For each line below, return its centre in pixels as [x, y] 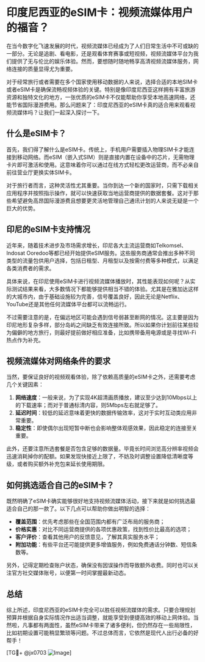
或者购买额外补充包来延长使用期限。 [62, 464]
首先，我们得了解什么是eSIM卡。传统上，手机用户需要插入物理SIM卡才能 [98, 149]
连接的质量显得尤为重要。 [44, 68]
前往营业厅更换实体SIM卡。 [41, 172]
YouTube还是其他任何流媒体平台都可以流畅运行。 [68, 304]
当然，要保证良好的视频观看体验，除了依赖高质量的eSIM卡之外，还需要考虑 [101, 377]
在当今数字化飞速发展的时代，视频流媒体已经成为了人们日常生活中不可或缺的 [103, 46]
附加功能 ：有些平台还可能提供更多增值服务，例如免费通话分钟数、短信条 [106, 545]
